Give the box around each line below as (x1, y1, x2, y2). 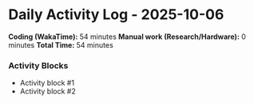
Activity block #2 (19, 87, 76, 96)
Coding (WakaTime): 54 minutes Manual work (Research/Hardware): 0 (8, 32, 246, 41)
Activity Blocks (8, 60, 69, 71)
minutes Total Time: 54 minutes (8, 40, 113, 49)
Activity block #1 (19, 78, 74, 88)
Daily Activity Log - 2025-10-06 (8, 6, 224, 24)
